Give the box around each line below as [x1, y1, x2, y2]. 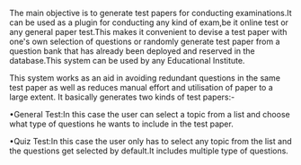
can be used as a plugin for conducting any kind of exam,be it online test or [9, 17, 289, 28]
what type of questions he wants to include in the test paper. [9, 118, 234, 129]
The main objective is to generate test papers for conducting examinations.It [9, 8, 292, 18]
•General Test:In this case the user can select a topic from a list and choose [9, 109, 290, 119]
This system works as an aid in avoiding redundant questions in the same [9, 73, 281, 83]
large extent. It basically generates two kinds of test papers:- [9, 91, 235, 102]
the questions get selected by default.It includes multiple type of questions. [9, 145, 289, 156]
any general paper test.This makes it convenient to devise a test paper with [9, 27, 288, 37]
